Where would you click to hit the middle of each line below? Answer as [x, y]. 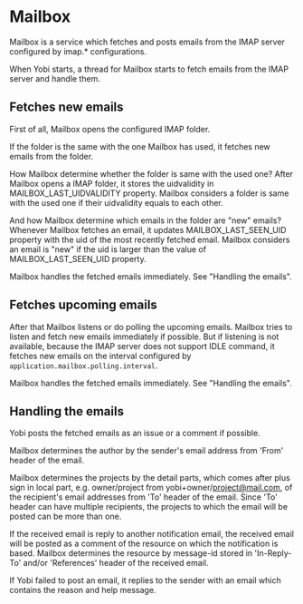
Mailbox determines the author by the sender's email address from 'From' [147, 451]
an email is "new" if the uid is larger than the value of [108, 249]
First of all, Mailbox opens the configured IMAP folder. [110, 129]
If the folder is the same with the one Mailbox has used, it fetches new [140, 146]
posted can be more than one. [66, 516]
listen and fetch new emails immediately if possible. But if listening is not [144, 336]
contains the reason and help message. [83, 590]
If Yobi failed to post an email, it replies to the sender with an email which [146, 580]
